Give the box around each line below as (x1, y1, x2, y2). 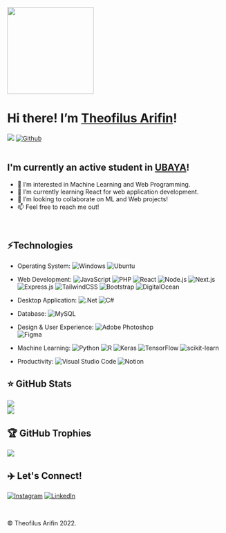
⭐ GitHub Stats (7, 378, 72, 389)
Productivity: (17, 357, 54, 365)
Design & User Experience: (17, 323, 94, 331)
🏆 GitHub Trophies (7, 427, 92, 439)
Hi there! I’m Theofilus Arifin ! (7, 110, 178, 126)
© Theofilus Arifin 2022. (7, 519, 77, 527)
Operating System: (17, 262, 71, 270)
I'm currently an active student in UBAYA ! (7, 162, 190, 174)
